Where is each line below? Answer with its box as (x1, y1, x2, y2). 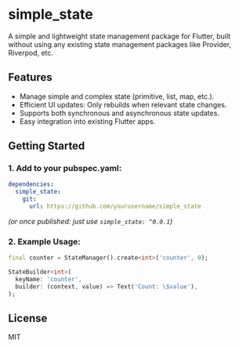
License (8, 312, 48, 324)
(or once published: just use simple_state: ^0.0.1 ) (8, 216, 173, 226)
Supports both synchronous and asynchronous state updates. (19, 108, 219, 118)
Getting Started (8, 140, 85, 153)
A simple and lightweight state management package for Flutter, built (8, 31, 231, 41)
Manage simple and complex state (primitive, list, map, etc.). (19, 92, 215, 101)
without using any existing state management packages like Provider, (8, 39, 232, 49)
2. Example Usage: (8, 236, 81, 247)
